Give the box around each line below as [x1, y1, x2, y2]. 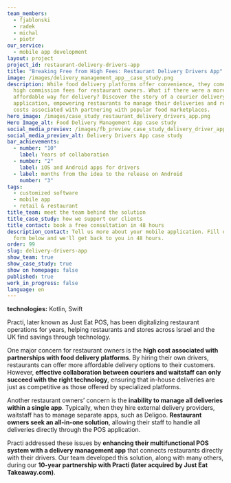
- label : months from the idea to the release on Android [13, 170, 184, 177]
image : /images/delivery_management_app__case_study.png [7, 74, 174, 81]
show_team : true [7, 254, 54, 261]
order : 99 [7, 241, 36, 248]
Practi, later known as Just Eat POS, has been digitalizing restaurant [7, 318, 199, 326]
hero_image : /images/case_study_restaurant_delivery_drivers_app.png [7, 112, 211, 119]
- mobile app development [13, 49, 88, 56]
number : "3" [19, 177, 54, 184]
